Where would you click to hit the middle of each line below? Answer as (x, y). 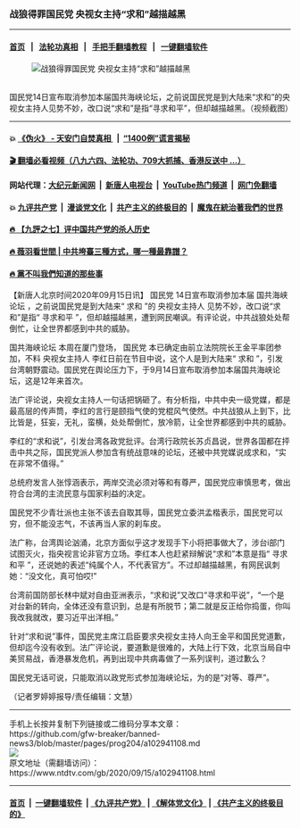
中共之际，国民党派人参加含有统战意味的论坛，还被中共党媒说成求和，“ (148, 452)
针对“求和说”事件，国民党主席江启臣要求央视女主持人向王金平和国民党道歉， (150, 636)
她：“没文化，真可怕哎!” (53, 576)
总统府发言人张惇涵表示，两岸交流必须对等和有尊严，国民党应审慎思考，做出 (150, 483)
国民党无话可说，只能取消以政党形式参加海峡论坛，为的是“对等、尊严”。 (142, 678)
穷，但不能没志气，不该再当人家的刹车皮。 (87, 524)
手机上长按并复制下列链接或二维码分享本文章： (95, 724)
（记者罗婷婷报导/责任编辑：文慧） (74, 697)
